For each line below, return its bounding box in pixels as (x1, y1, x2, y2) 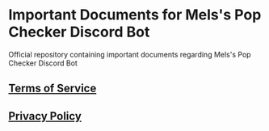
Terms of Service (8, 82, 97, 95)
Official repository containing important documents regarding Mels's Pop (8, 49, 252, 59)
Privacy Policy (8, 109, 82, 123)
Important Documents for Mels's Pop (8, 6, 262, 24)
